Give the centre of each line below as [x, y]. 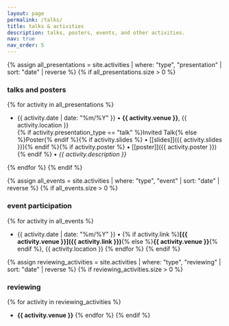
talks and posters [37, 90]
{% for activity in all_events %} [50, 221]
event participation [39, 206]
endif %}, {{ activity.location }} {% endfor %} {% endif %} [98, 249]
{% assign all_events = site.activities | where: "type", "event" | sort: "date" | [113, 181]
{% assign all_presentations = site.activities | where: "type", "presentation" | [114, 65]
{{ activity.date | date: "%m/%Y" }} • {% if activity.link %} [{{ [102, 234]
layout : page [26, 13]
